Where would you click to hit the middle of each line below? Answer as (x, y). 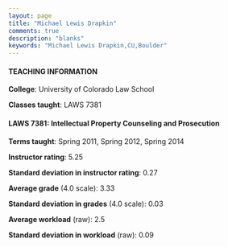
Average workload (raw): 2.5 (57, 219)
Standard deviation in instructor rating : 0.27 (83, 172)
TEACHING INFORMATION (53, 71)
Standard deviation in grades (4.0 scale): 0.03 (86, 204)
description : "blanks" (46, 38)
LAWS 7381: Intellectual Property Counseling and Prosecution (114, 123)
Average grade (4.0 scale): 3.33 (62, 188)
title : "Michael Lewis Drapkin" (62, 23)
